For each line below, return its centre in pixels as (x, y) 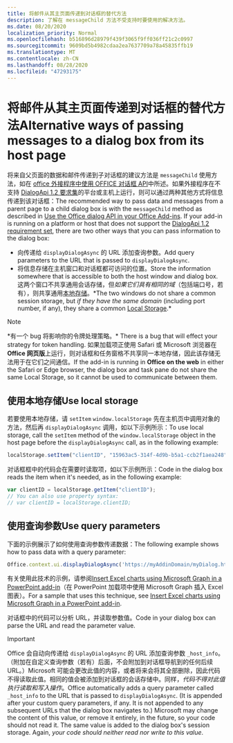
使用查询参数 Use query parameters (84, 526)
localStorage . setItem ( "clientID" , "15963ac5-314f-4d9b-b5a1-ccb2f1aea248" (117, 455)
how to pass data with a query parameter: (67, 552)
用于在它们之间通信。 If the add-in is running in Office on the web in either (119, 362)
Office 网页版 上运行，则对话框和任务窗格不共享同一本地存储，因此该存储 (111, 353)
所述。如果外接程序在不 (187, 183)
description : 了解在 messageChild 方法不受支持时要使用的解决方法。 (98, 20)
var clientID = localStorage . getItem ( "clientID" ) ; (82, 490)
